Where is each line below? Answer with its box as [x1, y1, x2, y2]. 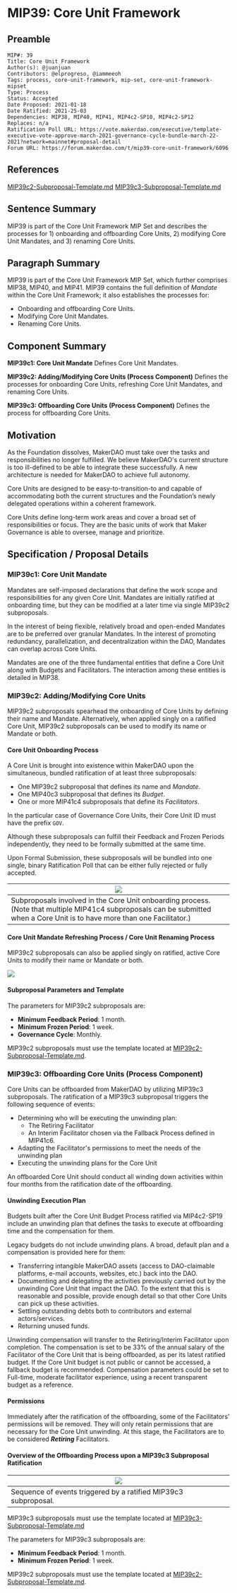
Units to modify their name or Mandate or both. [7, 956, 145, 965]
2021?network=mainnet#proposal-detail [7, 139, 121, 146]
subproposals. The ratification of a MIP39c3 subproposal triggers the [7, 1092, 209, 1100]
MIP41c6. [28, 1136, 55, 1144]
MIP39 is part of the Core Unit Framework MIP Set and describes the [7, 221, 207, 230]
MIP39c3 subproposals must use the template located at [7, 1514, 172, 1522]
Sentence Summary [7, 203, 97, 215]
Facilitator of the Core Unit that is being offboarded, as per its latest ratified [7, 1351, 226, 1359]
